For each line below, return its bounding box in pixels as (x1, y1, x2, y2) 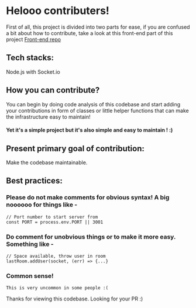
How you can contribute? (6, 85, 100, 95)
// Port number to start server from (6, 214, 98, 220)
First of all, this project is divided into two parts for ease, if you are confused (6, 23, 190, 30)
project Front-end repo (6, 36, 61, 43)
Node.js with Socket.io (6, 68, 60, 75)
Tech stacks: (6, 53, 54, 63)
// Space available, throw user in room (6, 253, 106, 259)
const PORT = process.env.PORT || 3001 (6, 219, 104, 225)
